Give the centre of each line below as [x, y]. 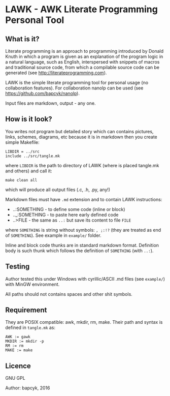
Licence [18, 366]
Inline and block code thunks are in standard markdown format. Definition [82, 245]
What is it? [22, 39]
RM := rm [14, 346]
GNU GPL [15, 378]
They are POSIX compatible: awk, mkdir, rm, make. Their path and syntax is [84, 322]
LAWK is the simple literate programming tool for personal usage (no [77, 83]
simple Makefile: [22, 142]
